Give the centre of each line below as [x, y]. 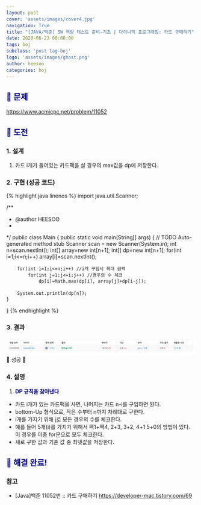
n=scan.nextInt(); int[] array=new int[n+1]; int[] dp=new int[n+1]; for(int [94, 250]
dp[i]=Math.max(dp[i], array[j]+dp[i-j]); [92, 281]
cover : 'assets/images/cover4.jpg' [51, 19]
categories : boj [26, 70]
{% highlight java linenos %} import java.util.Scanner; [72, 196]
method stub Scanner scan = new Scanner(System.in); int [105, 244]
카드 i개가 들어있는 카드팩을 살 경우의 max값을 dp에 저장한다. [86, 165]
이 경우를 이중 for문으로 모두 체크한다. [59, 434]
